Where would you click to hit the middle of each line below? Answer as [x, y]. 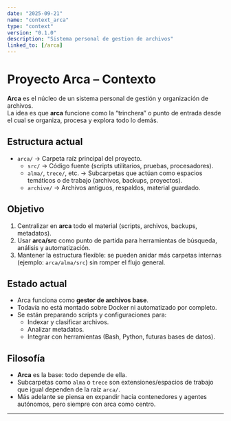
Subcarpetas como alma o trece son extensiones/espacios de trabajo [115, 383]
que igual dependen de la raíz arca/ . [68, 389]
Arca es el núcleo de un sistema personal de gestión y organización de [108, 98]
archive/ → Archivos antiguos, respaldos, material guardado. [114, 187]
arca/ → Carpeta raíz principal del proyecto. [79, 158]
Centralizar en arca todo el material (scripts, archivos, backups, [107, 226]
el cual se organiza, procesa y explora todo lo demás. [83, 120]
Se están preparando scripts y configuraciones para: [92, 315]
